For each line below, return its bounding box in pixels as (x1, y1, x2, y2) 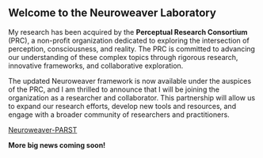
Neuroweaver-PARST (8, 125, 78, 134)
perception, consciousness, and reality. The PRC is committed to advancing (8, 43, 256, 54)
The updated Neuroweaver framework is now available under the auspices (8, 76, 252, 85)
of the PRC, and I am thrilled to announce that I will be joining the (8, 85, 220, 94)
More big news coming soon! (8, 140, 106, 149)
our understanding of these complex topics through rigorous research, (8, 52, 238, 62)
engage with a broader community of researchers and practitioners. (8, 110, 230, 119)
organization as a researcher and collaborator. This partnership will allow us (8, 92, 256, 102)
